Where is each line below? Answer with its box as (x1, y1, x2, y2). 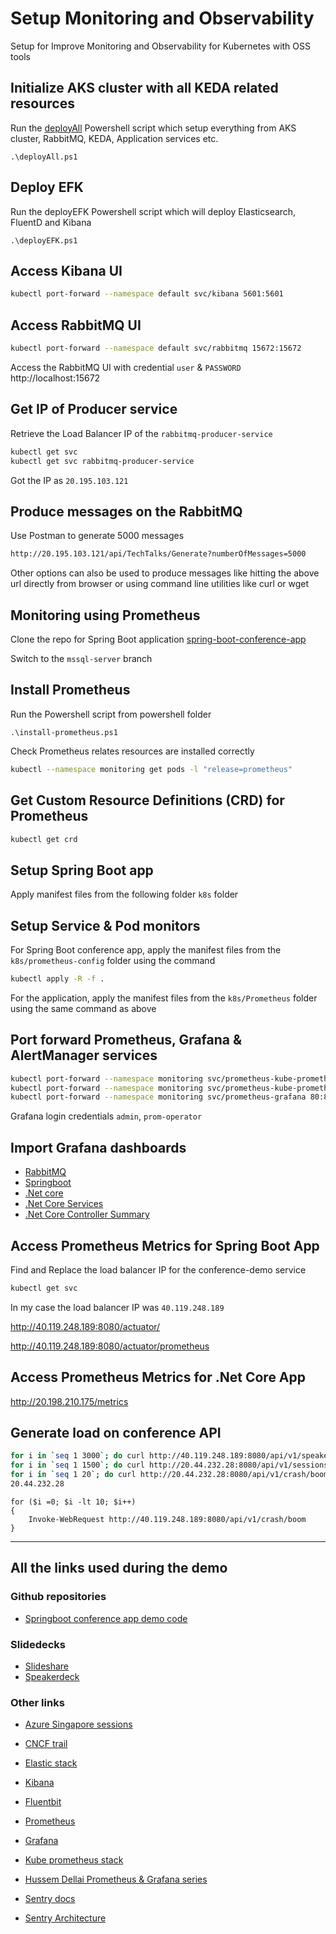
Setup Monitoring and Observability (10, 7, 315, 30)
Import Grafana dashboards (10, 1139, 187, 1156)
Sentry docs (24, 1893, 76, 1905)
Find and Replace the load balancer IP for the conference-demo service (10, 1263, 307, 1276)
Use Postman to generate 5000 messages (10, 530, 185, 542)
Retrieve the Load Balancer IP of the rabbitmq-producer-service (10, 427, 273, 439)
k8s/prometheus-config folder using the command (10, 955, 216, 966)
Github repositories (10, 1590, 107, 1604)
